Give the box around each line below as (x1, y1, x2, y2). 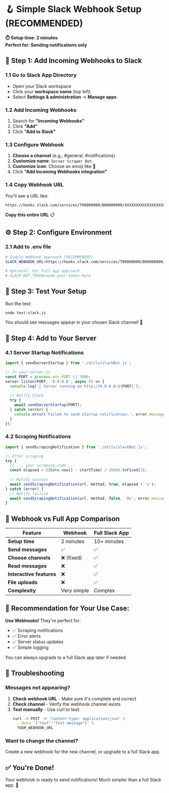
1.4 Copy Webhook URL (5, 181, 64, 189)
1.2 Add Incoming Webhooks (5, 106, 77, 113)
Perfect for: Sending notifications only (5, 42, 88, 48)
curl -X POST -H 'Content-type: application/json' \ (12, 716, 126, 721)
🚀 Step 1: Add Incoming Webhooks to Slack (5, 56, 142, 65)
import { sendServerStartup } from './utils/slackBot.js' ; (5, 360, 132, 365)
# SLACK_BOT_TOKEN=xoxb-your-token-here (5, 273, 92, 278)
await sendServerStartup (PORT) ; (14, 402, 82, 408)
